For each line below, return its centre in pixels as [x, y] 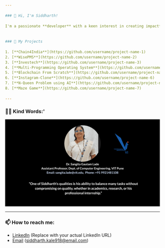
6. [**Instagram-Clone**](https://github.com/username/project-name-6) [80, 78]
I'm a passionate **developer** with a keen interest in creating [74, 26]
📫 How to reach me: [30, 222]
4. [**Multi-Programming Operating [41, 67]
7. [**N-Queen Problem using [35, 83]
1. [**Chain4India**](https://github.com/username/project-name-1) [76, 52]
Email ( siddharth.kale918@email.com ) [50, 240]
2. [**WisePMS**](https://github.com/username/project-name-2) [71, 57]
